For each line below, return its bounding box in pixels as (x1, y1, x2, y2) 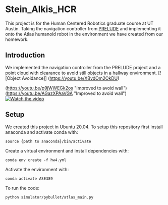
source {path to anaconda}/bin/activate (5, 139, 92, 144)
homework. (5, 36, 29, 42)
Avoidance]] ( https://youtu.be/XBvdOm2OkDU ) (22, 75, 120, 81)
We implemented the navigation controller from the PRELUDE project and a (5, 64, 161, 70)
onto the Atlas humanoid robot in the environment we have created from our (5, 31, 163, 37)
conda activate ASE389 (5, 176, 53, 181)
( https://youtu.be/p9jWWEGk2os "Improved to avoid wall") (5, 85, 127, 91)
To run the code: (5, 185, 40, 191)
